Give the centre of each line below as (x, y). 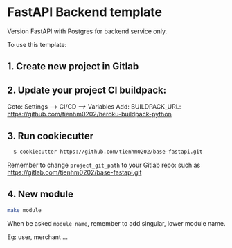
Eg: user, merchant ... (37, 237)
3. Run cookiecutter (51, 136)
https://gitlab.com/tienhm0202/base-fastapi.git (74, 172)
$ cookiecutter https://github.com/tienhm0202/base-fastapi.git (108, 152)
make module (24, 210)
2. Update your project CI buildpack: (87, 90)
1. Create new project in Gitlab (73, 67)
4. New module (41, 194)
